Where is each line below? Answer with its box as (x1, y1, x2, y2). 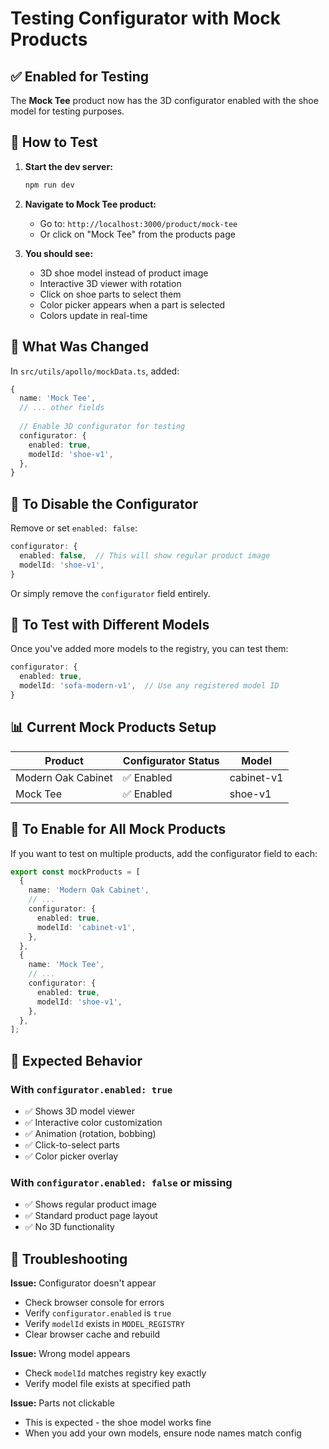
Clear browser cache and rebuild (24, 1328, 161, 1341)
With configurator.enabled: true (10, 1082, 173, 1096)
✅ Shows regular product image (24, 1198, 157, 1211)
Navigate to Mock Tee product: (24, 198, 157, 210)
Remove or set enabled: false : (10, 522, 138, 534)
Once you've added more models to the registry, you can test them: (10, 643, 289, 655)
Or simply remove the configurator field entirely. (10, 587, 211, 599)
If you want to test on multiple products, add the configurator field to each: (10, 847, 318, 859)
